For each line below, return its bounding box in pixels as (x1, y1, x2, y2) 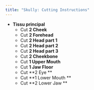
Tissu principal (12, 21, 45, 27)
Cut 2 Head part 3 (20, 48, 58, 54)
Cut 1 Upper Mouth (20, 58, 61, 64)
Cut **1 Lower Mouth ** (20, 74, 72, 80)
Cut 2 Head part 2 (20, 42, 58, 48)
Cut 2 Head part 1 (20, 37, 57, 43)
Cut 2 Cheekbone (20, 53, 58, 59)
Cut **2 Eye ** (20, 69, 52, 75)
